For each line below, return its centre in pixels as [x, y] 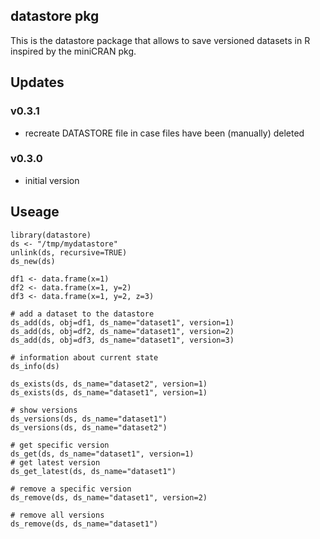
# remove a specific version [71, 489]
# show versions [44, 410]
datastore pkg [55, 16]
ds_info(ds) [35, 366]
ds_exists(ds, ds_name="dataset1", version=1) [109, 392]
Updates [37, 82]
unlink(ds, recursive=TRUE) [69, 252]
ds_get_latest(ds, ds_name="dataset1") [93, 471]
